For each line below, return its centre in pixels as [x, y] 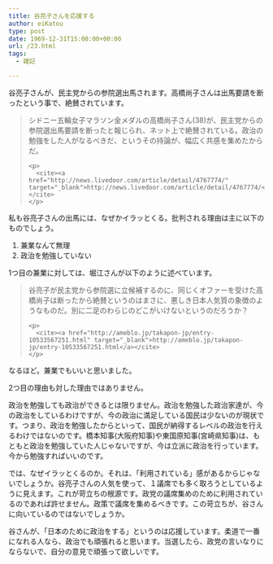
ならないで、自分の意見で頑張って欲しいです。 [86, 551]
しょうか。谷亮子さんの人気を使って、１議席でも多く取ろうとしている [139, 483]
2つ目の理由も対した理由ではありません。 [78, 387]
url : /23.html [32, 46]
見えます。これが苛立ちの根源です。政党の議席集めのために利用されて [139, 493]
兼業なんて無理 [45, 245]
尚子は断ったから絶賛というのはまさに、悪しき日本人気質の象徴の [146, 300]
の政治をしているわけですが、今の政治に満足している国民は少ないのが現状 [133, 415]
